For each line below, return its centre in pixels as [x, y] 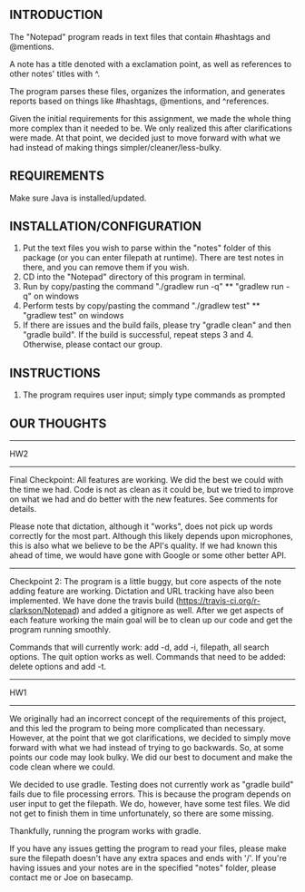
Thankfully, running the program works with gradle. [105, 831]
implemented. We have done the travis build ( [94, 601]
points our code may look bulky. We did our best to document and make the [151, 758]
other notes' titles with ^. [55, 74]
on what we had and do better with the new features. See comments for [144, 499]
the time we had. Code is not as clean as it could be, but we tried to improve [152, 490]
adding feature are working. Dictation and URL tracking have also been [142, 591]
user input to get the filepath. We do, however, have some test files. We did [150, 804]
